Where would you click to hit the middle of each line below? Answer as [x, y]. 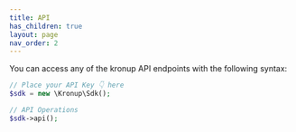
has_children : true [46, 26]
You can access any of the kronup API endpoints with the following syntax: [148, 69]
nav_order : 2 [34, 43]
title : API [30, 18]
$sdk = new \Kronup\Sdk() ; [60, 94]
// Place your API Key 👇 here [67, 85]
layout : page [34, 34]
